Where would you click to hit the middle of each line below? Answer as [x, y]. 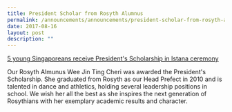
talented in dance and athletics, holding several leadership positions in [107, 87]
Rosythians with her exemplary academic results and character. [97, 101]
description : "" [30, 39]
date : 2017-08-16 [32, 26]
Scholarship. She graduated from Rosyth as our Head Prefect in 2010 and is [115, 79]
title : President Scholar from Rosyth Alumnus [75, 13]
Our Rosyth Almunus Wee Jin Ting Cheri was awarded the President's [106, 72]
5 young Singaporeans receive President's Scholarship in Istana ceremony [113, 58]
